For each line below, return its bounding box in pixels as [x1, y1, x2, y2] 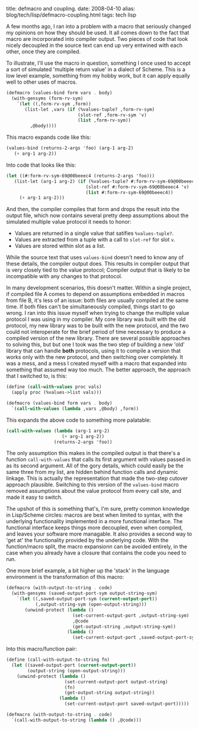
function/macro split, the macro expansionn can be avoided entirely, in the [6, 543, 188, 550]
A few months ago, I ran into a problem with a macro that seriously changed [6, 23, 191, 30]
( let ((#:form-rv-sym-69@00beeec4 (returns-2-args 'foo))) [6, 173, 155, 179]
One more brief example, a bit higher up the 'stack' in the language [6, 567, 170, 574]
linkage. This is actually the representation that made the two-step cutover [6, 475, 188, 482]
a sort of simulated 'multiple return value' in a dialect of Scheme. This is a [6, 66, 185, 73]
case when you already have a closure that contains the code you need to [6, 549, 187, 556]
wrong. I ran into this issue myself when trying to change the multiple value [6, 310, 190, 317]
